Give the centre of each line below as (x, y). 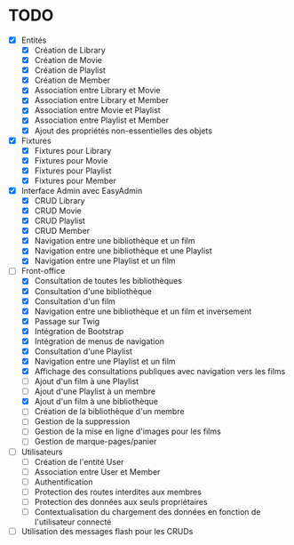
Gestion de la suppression (82, 421)
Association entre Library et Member (102, 100)
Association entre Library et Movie (97, 91)
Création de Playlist (70, 70)
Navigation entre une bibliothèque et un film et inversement (143, 311)
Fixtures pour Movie (71, 160)
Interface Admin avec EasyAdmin (82, 190)
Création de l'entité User (79, 461)
